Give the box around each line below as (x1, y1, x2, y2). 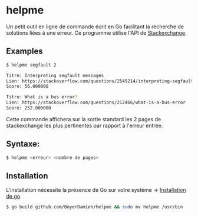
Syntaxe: (6, 139, 40, 149)
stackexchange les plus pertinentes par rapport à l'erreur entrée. (6, 122, 163, 129)
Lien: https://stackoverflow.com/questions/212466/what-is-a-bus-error (6, 99, 186, 106)
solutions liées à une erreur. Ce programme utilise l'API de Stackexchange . (6, 29, 187, 36)
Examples (6, 46, 43, 57)
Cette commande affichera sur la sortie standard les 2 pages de (6, 115, 161, 122)
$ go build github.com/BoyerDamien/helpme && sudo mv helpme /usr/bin (6, 204, 183, 210)
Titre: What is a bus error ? (6, 94, 78, 100)
